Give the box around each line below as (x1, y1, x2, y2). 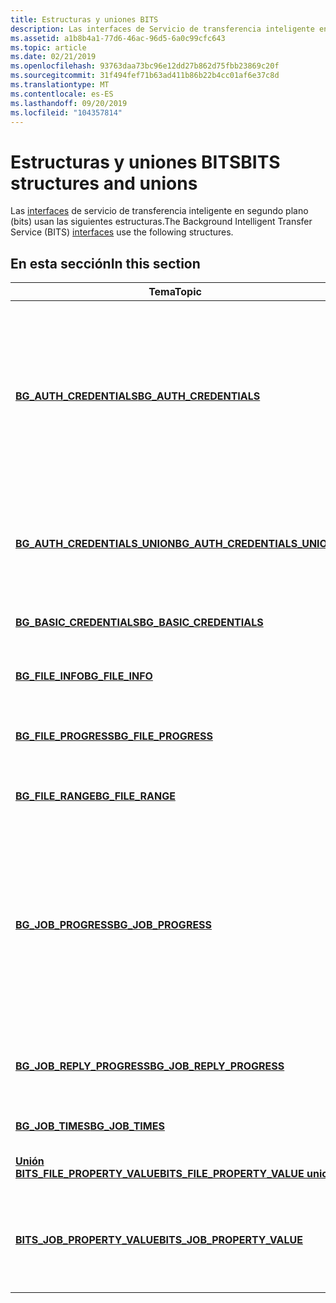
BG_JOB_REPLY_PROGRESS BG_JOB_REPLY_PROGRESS (15, 1059, 285, 1073)
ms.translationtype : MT (10, 80, 110, 90)
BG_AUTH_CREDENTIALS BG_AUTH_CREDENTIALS (15, 389, 261, 403)
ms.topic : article (10, 42, 87, 53)
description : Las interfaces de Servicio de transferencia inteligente (10, 24, 315, 34)
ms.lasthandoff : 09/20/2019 (10, 98, 128, 108)
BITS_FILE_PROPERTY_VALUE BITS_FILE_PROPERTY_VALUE (15, 1167, 305, 1181)
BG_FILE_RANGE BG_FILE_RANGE (15, 789, 176, 803)
